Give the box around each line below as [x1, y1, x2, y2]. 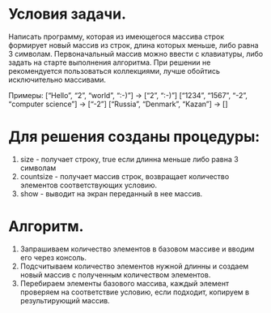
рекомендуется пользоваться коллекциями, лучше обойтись [8, 66, 221, 75]
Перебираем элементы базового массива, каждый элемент [19, 278, 229, 288]
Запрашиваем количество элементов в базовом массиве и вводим [19, 244, 255, 254]
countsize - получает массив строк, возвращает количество [19, 171, 230, 181]
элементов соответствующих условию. [19, 180, 158, 190]
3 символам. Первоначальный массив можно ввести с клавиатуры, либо [8, 49, 264, 58]
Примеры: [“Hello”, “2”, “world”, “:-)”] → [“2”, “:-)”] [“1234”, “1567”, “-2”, [8, 90, 248, 100]
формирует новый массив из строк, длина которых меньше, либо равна [8, 40, 259, 49]
